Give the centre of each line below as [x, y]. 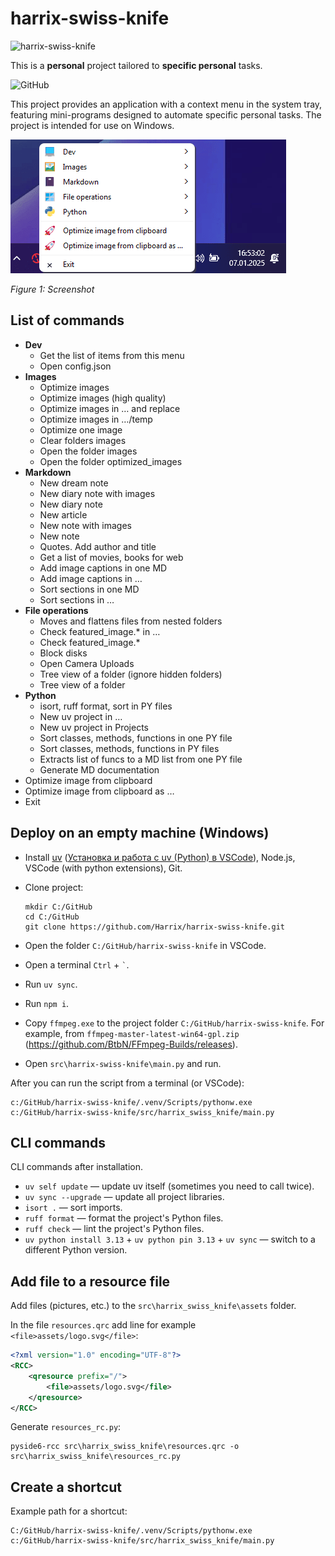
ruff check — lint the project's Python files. [114, 1229]
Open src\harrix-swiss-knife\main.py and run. [123, 1063]
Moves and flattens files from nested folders [131, 621]
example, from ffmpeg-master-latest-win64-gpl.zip [132, 1033]
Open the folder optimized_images [111, 461]
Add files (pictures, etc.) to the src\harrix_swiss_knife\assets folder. [153, 1306]
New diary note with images [97, 493]
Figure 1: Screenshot [52, 289]
